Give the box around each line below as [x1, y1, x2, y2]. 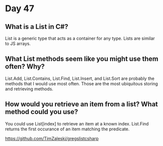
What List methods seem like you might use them [5, 55, 159, 63]
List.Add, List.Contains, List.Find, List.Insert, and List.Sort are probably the [5, 75, 155, 81]
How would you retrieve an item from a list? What [5, 100, 158, 108]
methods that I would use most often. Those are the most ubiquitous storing [5, 80, 158, 86]
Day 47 [5, 3, 34, 14]
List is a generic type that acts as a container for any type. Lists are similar [5, 35, 155, 41]
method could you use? [5, 108, 78, 116]
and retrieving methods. [5, 86, 53, 92]
